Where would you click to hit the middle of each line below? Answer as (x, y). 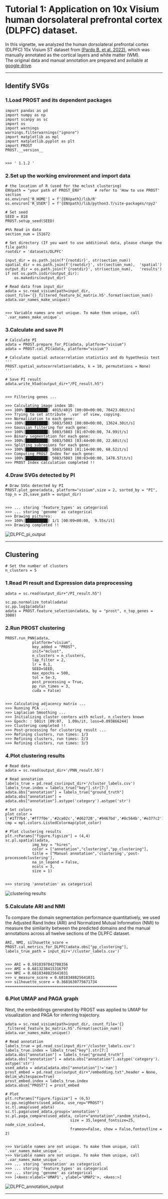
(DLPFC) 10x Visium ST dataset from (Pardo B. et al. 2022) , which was (77, 49)
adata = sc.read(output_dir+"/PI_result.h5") (53, 593)
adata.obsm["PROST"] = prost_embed (42, 1085)
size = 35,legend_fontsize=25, (102, 1120)
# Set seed (16, 212)
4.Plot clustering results (35, 755)
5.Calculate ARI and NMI (35, 906)
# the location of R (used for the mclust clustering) (63, 186)
